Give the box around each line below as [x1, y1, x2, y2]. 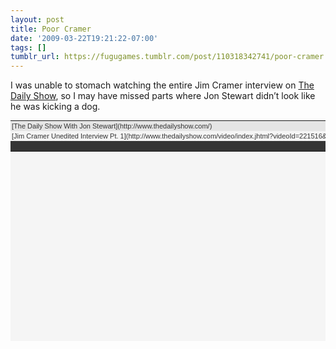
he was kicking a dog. [10, 101, 101, 113]
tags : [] [10, 42, 47, 53]
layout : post [10, 14, 65, 25]
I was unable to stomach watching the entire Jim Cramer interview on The [10, 79, 315, 91]
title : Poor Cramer [10, 24, 92, 34]
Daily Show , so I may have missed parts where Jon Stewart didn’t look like [10, 90, 316, 102]
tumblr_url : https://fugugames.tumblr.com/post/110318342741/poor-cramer [10, 52, 325, 62]
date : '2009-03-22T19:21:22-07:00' [10, 33, 159, 43]
